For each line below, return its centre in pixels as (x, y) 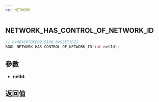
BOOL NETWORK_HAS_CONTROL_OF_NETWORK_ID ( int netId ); (62, 47)
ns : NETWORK (18, 10)
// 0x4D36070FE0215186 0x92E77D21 (42, 42)
